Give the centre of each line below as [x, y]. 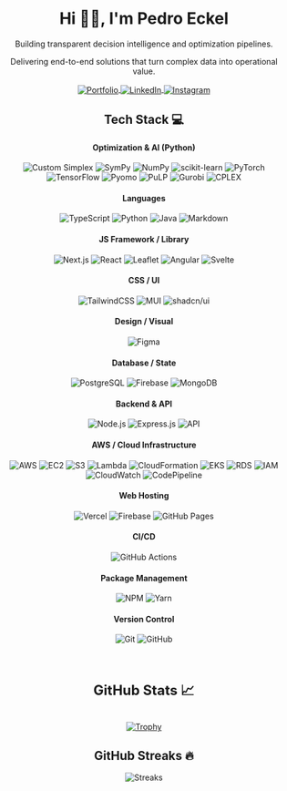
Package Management [144, 578]
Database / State [144, 363]
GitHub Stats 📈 [144, 691]
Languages [144, 198]
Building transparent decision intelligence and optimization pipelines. [144, 44]
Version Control [144, 619]
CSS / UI [144, 281]
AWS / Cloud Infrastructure [144, 445]
